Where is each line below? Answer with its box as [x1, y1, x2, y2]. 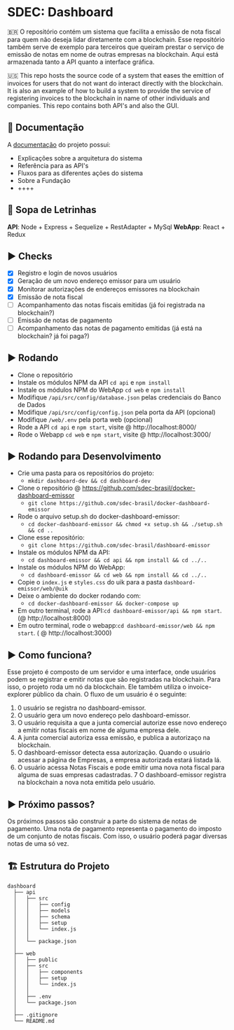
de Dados [17, 400, 46, 408]
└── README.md [13, 1017, 55, 1024]
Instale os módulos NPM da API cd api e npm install [17, 378, 171, 386]
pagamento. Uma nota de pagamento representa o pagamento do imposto [7, 825, 222, 833]
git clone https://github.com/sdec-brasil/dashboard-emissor [27, 542, 210, 549]
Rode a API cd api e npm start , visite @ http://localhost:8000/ [17, 423, 197, 431]
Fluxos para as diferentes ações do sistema [17, 169, 144, 177]
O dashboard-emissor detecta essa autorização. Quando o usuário [17, 748, 211, 757]
